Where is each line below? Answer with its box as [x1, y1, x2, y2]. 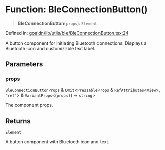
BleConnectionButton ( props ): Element [17, 20, 97, 26]
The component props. [5, 102, 53, 108]
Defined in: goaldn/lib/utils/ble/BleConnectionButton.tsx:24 [5, 30, 129, 36]
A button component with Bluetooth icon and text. [5, 139, 110, 145]
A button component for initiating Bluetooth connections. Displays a [5, 40, 147, 46]
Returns [5, 117, 31, 125]
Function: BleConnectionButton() [5, 4, 148, 15]
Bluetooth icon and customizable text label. [5, 45, 95, 51]
